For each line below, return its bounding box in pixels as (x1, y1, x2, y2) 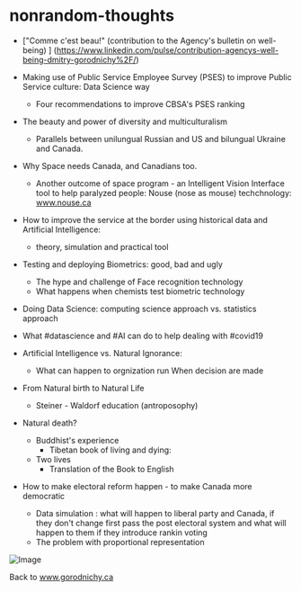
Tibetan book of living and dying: (49, 444, 173, 455)
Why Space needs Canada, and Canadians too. (22, 160, 198, 171)
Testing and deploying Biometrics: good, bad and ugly (22, 258, 223, 270)
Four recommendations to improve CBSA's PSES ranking (35, 98, 245, 109)
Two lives (35, 453, 72, 464)
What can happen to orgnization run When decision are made (35, 365, 264, 376)
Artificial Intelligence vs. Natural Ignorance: (22, 347, 182, 358)
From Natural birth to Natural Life (22, 382, 146, 393)
